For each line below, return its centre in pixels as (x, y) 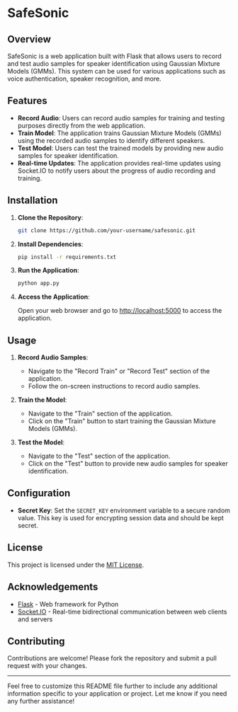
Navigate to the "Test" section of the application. (99, 456)
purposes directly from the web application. (81, 125)
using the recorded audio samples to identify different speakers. (111, 140)
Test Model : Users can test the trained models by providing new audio (120, 148)
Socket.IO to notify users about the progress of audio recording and (117, 171)
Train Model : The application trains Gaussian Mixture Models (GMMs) (119, 133)
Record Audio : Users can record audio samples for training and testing (121, 117)
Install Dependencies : (50, 244)
